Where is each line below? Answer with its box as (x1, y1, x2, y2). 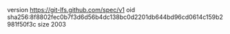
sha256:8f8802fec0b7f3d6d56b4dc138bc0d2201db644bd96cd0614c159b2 (7, 13, 224, 21)
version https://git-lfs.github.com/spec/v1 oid (7, 6, 136, 14)
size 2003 (37, 20, 67, 28)
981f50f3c (7, 20, 36, 28)
